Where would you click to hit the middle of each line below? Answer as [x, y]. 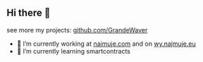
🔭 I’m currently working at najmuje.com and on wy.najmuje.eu [106, 44]
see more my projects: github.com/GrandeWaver [77, 30]
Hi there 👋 [29, 13]
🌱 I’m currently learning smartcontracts [74, 51]
